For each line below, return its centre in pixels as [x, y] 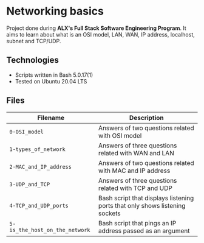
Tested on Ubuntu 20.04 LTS [51, 81]
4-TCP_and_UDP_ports [39, 206]
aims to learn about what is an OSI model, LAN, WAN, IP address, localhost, [101, 34]
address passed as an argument [144, 231]
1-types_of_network [37, 149]
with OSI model [120, 135]
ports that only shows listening [142, 205]
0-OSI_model [27, 132]
